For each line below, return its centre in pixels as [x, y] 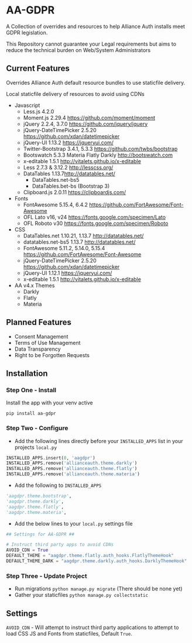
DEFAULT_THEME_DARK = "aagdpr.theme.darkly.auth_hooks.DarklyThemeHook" [97, 561]
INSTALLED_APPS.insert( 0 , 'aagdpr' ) [51, 458]
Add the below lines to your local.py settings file [73, 523]
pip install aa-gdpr [31, 414]
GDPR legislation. [27, 32]
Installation [27, 373]
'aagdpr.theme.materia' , [36, 512]
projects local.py [36, 447]
